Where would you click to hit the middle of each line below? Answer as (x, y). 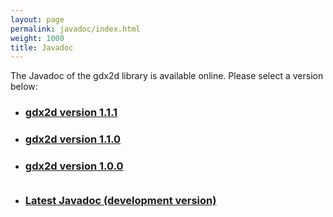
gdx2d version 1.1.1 (71, 113)
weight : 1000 (37, 38)
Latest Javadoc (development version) (120, 201)
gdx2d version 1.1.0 (73, 139)
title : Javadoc (42, 47)
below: (24, 87)
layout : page (37, 19)
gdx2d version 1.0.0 (74, 166)
